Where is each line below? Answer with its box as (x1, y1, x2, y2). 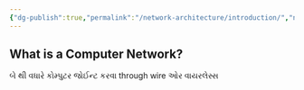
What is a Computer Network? (9, 47, 184, 62)
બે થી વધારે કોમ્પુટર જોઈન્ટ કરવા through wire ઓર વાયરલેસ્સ (9, 70, 219, 81)
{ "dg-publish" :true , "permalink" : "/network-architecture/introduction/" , (9, 13, 290, 22)
